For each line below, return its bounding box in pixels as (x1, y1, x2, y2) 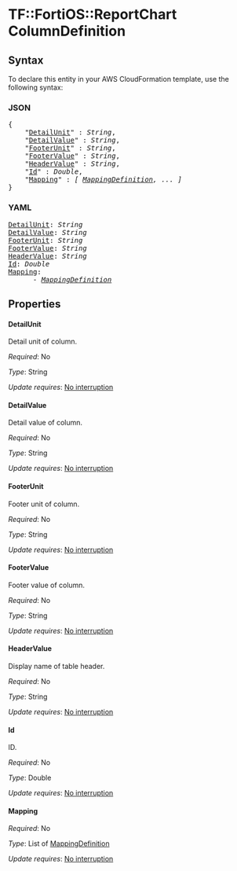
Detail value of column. (8, 418, 83, 428)
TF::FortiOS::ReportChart (8, 6, 177, 24)
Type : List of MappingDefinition (8, 839, 110, 848)
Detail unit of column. (8, 336, 78, 347)
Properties (8, 297, 61, 311)
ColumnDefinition (8, 22, 126, 40)
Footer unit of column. (8, 499, 80, 509)
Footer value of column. (8, 580, 85, 590)
